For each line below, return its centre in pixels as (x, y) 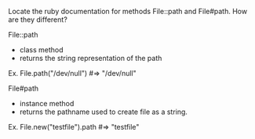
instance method (47, 103)
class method (42, 50)
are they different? (38, 20)
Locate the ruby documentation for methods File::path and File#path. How (128, 11)
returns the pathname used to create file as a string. (104, 112)
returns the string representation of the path (91, 58)
